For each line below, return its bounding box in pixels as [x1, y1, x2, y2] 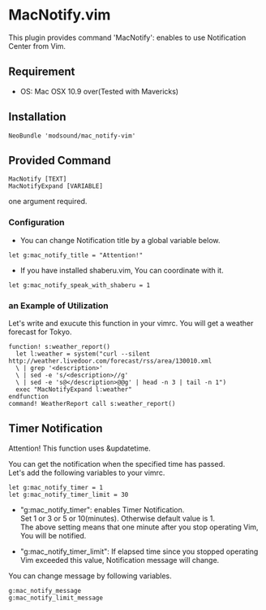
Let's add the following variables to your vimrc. [8, 468, 165, 477]
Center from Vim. [8, 41, 66, 50]
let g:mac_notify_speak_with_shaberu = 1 [8, 281, 151, 290]
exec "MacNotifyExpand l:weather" [15, 385, 132, 394]
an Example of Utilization [8, 299, 109, 311]
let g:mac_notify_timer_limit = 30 [8, 490, 129, 499]
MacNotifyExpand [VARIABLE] [8, 182, 104, 190]
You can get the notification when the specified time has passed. [8, 459, 225, 468]
